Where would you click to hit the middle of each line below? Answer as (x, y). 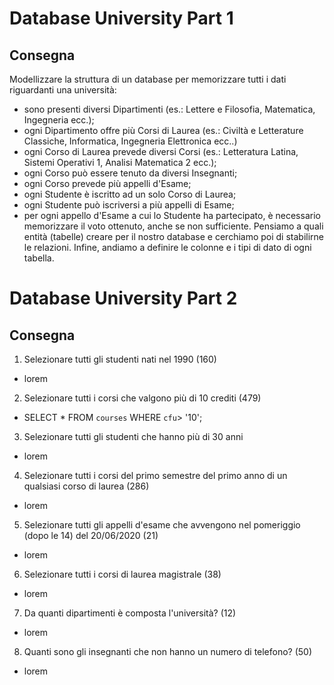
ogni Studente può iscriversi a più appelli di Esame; (129, 205)
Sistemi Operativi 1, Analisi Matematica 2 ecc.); (120, 162)
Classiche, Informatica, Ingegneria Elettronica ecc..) (130, 141)
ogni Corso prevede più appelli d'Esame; (107, 183)
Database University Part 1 (121, 18)
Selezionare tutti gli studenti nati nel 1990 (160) (120, 359)
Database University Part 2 (123, 298)
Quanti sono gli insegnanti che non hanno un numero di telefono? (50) (168, 651)
